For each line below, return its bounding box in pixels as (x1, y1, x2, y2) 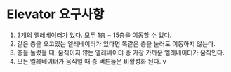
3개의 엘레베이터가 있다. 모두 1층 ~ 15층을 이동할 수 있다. (16, 31, 172, 39)
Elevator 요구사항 (6, 6, 105, 22)
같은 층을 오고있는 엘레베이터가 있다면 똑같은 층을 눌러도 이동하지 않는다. (16, 39, 216, 48)
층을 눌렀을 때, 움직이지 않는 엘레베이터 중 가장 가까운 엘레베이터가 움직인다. (16, 48, 225, 57)
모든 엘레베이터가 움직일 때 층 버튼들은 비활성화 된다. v (16, 57, 166, 65)
